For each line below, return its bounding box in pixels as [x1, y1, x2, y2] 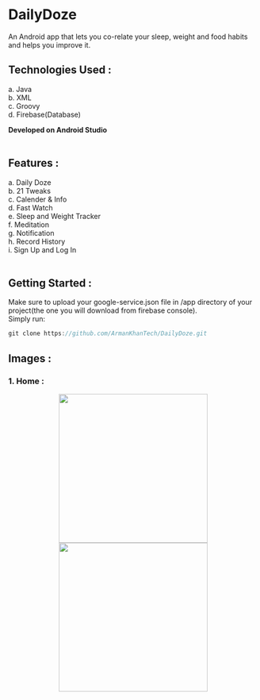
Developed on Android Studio [8, 125, 108, 134]
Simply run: [8, 314, 46, 324]
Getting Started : [8, 276, 93, 290]
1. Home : [8, 375, 45, 387]
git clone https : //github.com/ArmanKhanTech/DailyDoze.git [8, 329, 208, 338]
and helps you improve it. [8, 40, 91, 49]
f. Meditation [8, 220, 50, 229]
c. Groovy [8, 101, 40, 110]
